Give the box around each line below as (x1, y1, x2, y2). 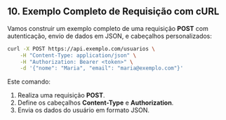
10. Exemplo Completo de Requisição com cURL (7, 6, 220, 18)
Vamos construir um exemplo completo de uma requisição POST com (7, 24, 208, 32)
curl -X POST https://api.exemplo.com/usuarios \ (7, 45, 156, 52)
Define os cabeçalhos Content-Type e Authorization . (17, 98, 174, 107)
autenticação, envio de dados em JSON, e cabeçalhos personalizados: (7, 32, 213, 40)
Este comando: (7, 77, 51, 86)
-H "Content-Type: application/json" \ (20, 52, 137, 59)
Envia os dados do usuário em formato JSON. (17, 106, 149, 114)
